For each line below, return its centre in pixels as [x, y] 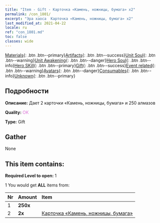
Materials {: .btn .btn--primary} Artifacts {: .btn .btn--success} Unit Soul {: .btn [80, 55]
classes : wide [19, 41]
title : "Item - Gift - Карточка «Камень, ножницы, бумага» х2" [70, 9]
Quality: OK [17, 112]
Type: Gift [15, 122]
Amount [27, 197]
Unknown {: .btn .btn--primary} [45, 75]
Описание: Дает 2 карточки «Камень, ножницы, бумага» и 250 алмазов [80, 103]
